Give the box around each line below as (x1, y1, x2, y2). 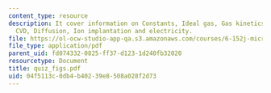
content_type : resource (8, 11, 89, 20)
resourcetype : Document (8, 57, 89, 66)
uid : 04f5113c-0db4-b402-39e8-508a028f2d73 (8, 72, 157, 80)
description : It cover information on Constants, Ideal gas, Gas (8, 19, 232, 27)
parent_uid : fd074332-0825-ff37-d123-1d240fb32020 (8, 49, 182, 57)
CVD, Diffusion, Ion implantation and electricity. (15, 27, 194, 35)
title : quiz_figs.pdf (8, 65, 81, 73)
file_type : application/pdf (8, 42, 103, 50)
